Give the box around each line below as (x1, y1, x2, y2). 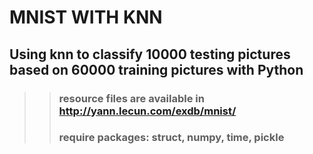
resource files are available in (58, 91, 205, 105)
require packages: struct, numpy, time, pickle (58, 131, 285, 145)
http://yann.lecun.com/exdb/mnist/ (58, 104, 237, 118)
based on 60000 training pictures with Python (9, 61, 304, 78)
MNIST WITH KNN (9, 6, 163, 29)
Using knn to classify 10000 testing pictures (9, 46, 291, 63)
